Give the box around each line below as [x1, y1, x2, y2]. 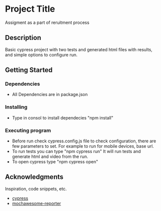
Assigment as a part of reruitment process [5, 19, 90, 25]
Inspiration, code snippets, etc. [5, 186, 67, 192]
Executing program [5, 127, 51, 134]
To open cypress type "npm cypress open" [12, 159, 98, 165]
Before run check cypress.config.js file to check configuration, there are [12, 138, 156, 144]
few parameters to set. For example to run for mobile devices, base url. [12, 143, 154, 149]
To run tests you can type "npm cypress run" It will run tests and [12, 149, 141, 154]
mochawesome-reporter [12, 200, 62, 206]
